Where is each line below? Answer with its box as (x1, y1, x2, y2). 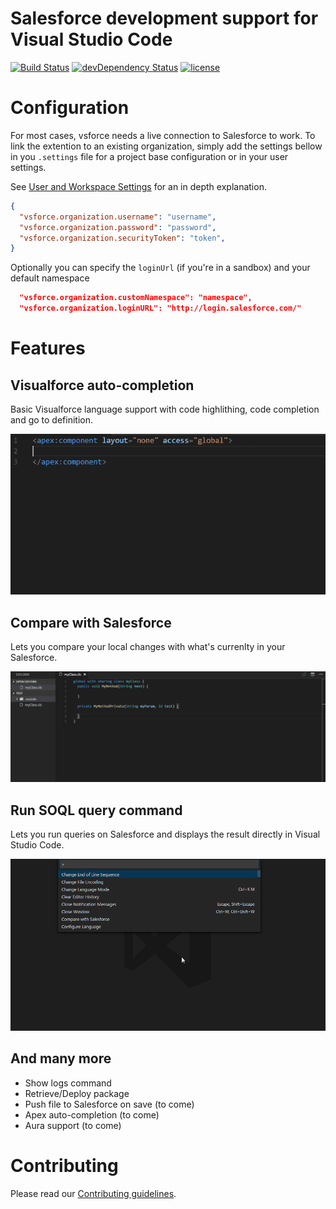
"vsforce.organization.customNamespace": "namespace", (19, 293, 253, 303)
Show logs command (24, 1077, 112, 1089)
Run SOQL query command (10, 802, 183, 819)
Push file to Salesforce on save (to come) (24, 1098, 195, 1110)
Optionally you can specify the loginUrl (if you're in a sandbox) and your (10, 262, 311, 274)
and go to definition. (10, 414, 93, 426)
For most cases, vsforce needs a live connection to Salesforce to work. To (10, 129, 316, 141)
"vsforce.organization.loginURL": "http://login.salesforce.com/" (19, 303, 302, 314)
